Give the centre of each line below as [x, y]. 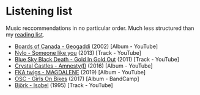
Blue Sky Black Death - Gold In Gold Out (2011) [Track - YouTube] [97, 59]
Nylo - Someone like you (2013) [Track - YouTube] [78, 52]
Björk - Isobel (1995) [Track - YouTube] [64, 85]
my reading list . [25, 34]
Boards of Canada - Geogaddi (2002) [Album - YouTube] [86, 46]
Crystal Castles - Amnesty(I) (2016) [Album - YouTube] [84, 66]
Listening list [39, 11]
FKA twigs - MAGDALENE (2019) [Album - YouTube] [80, 72]
